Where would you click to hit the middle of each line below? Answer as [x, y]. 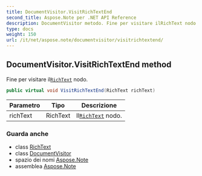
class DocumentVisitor [43, 153]
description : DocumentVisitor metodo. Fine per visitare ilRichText [94, 23]
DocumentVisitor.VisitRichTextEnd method [89, 65]
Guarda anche [28, 134]
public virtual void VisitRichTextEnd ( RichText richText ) [81, 90]
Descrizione [99, 105]
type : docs [20, 29]
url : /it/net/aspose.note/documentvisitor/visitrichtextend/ [85, 40]
